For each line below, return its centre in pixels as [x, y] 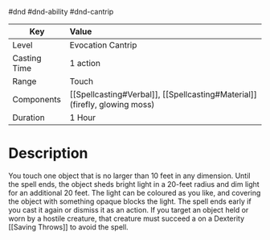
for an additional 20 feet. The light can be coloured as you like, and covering [135, 192]
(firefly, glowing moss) [112, 104]
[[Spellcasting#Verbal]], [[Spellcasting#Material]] [163, 94]
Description [48, 153]
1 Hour [83, 118]
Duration [29, 118]
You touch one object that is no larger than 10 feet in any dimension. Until [129, 176]
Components [37, 99]
